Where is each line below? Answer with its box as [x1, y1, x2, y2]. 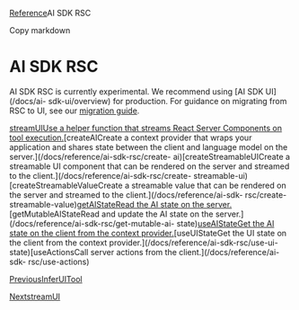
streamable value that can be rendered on [131, 180, 286, 190]
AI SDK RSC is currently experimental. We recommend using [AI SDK [9, 85, 264, 97]
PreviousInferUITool [9, 273, 83, 284]
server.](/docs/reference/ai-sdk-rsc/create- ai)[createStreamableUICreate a [9, 151, 290, 162]
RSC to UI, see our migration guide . [9, 105, 140, 116]
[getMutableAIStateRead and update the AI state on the [9, 208, 214, 219]
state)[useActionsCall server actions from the [9, 246, 178, 257]
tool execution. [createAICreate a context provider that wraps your [9, 132, 252, 143]
